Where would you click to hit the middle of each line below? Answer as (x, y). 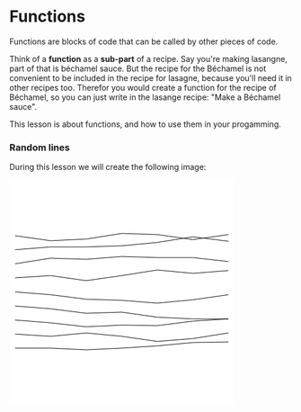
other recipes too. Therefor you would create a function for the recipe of (143, 87)
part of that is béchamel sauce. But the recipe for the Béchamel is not (138, 68)
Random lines (40, 148)
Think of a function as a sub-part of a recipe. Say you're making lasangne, (148, 58)
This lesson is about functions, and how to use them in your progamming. (145, 124)
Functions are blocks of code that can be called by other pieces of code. (144, 41)
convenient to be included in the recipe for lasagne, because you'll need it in (150, 77)
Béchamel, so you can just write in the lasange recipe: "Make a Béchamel (145, 97)
